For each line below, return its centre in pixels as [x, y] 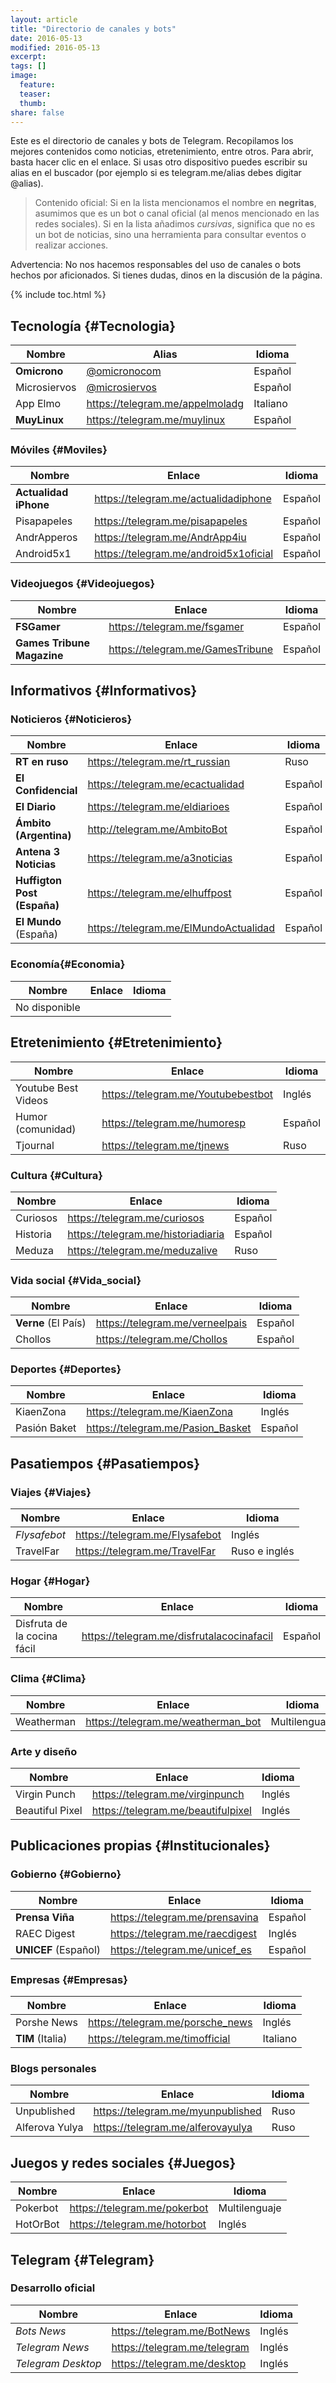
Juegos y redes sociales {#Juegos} [123, 2162]
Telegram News [52, 2347]
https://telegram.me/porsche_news [170, 2023]
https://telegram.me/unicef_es [181, 1949]
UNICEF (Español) [58, 1949]
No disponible [48, 1007]
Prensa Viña [45, 1917]
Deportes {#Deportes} [66, 1369]
